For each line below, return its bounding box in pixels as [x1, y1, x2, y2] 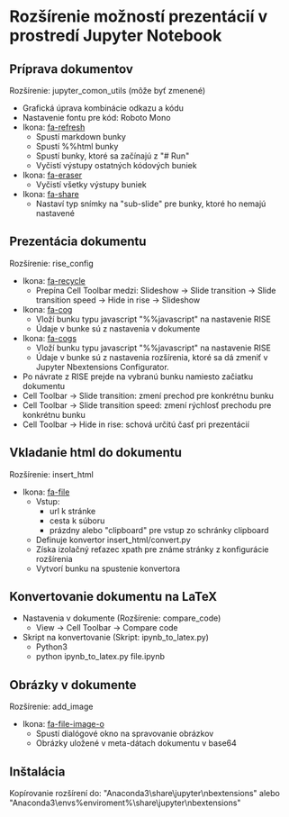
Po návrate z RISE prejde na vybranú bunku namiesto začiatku [22, 371, 254, 382]
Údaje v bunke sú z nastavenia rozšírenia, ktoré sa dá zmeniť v [35, 351, 268, 362]
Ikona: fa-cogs [22, 332, 77, 343]
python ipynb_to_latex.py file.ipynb [35, 651, 165, 662]
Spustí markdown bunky [35, 132, 126, 141]
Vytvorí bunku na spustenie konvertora [35, 563, 181, 574]
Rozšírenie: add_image [9, 701, 94, 713]
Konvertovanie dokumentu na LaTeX [9, 589, 218, 604]
